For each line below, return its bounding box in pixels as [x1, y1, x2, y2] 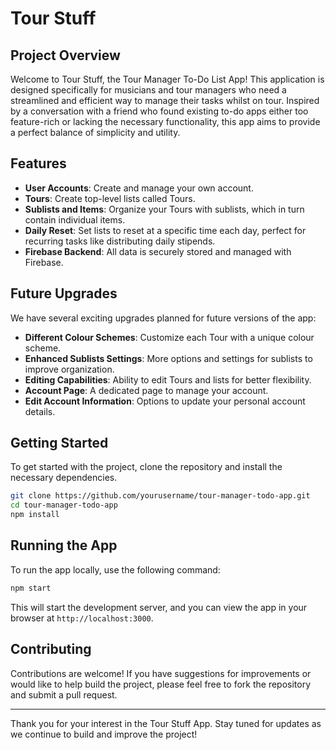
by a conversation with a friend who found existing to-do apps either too [10, 105, 309, 117]
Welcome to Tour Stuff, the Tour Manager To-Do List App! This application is [10, 73, 325, 85]
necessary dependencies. [10, 472, 118, 484]
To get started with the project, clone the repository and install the [10, 461, 283, 473]
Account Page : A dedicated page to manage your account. [24, 384, 269, 396]
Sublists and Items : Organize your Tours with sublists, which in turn [24, 203, 305, 215]
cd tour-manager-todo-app [10, 500, 118, 511]
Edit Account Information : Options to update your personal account [24, 395, 306, 407]
